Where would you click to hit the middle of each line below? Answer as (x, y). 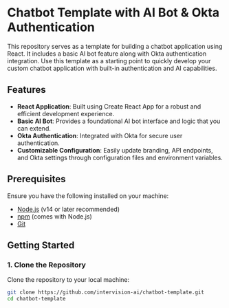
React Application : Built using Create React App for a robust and (109, 106)
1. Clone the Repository (46, 265)
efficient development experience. (66, 113)
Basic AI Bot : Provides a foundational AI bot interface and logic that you (119, 121)
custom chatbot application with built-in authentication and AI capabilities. (112, 68)
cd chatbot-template (37, 299)
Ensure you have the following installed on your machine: (88, 196)
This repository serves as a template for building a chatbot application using (115, 46)
